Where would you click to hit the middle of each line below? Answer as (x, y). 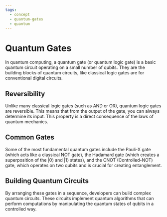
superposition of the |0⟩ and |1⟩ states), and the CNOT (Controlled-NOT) (79, 160)
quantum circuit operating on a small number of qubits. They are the (75, 67)
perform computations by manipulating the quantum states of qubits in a (80, 204)
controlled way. (21, 209)
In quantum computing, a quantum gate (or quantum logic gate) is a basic (81, 62)
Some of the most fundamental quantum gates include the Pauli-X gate (78, 149)
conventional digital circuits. (34, 78)
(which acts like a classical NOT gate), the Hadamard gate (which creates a (82, 155)
